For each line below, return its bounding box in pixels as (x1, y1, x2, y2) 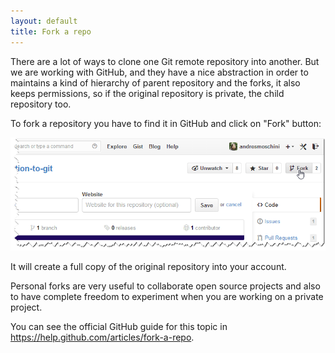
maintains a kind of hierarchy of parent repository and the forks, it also (10, 76, 301, 89)
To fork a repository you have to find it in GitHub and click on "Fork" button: (10, 117, 322, 129)
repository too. (10, 98, 72, 110)
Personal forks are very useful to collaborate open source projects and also (10, 280, 321, 292)
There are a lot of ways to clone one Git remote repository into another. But (10, 55, 320, 67)
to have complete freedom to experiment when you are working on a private (10, 291, 324, 303)
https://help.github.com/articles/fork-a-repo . (10, 331, 195, 344)
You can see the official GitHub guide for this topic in (10, 321, 228, 333)
